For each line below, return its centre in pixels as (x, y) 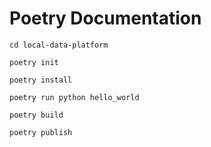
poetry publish (41, 132)
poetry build (36, 115)
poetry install (41, 80)
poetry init (34, 62)
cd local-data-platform (59, 45)
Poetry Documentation (105, 18)
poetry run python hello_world (74, 97)
